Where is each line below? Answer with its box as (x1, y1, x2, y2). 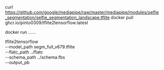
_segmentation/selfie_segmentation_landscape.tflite (5, 15, 110, 20)
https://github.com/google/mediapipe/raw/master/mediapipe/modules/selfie (5, 9, 159, 15)
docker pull (111, 15, 134, 20)
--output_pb (5, 60, 30, 65)
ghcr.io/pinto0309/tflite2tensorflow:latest (5, 20, 88, 25)
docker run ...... (5, 29, 36, 35)
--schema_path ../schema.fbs (5, 54, 65, 60)
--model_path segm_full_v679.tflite (5, 44, 75, 49)
